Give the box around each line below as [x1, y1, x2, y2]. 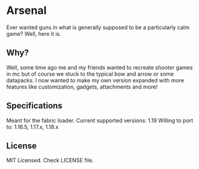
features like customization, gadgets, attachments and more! [6, 83, 158, 90]
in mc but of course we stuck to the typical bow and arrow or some [6, 70, 174, 78]
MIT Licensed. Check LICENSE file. [6, 157, 94, 164]
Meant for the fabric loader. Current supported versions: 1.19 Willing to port [6, 116, 194, 124]
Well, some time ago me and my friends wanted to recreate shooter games [6, 64, 193, 71]
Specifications [6, 101, 62, 111]
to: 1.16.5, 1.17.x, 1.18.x [6, 123, 59, 130]
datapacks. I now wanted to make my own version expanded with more [6, 76, 184, 84]
